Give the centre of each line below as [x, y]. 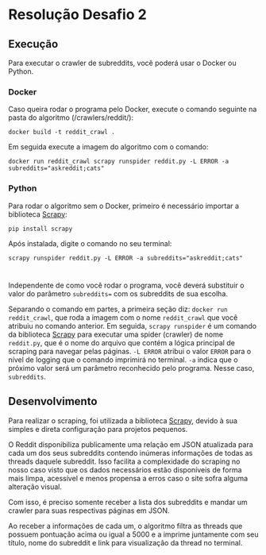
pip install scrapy [40, 229]
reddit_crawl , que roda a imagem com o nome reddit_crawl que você [123, 317]
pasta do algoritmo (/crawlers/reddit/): [71, 118]
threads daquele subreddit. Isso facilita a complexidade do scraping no [124, 461]
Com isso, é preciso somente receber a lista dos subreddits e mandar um [128, 502]
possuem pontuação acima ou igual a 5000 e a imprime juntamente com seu [133, 534]
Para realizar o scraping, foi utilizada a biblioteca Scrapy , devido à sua [123, 420]
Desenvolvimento [53, 401]
